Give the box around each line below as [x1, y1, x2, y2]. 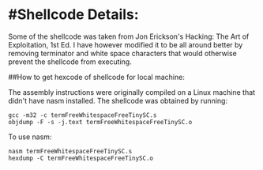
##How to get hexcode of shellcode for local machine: [8, 72, 186, 81]
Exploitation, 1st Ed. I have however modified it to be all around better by [8, 40, 243, 49]
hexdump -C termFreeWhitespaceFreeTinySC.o [8, 154, 154, 162]
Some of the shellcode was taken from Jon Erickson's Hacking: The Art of [8, 32, 250, 41]
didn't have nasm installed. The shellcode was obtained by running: [8, 96, 227, 105]
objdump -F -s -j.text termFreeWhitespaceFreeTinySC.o [8, 118, 193, 126]
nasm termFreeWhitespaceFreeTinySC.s [8, 147, 133, 155]
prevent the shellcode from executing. [8, 57, 132, 66]
